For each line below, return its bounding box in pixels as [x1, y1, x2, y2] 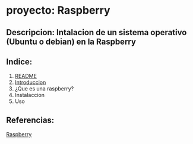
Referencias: [6, 115, 55, 125]
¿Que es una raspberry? [14, 85, 74, 92]
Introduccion [14, 79, 46, 86]
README [14, 73, 37, 80]
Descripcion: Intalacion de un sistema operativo [6, 27, 187, 37]
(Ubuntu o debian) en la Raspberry [6, 36, 137, 46]
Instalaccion [14, 92, 45, 99]
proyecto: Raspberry [6, 4, 111, 17]
